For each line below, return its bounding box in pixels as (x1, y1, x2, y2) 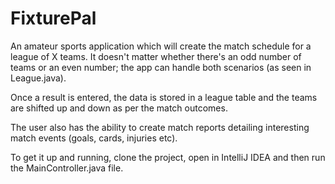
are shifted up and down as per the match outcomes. (10, 102, 228, 114)
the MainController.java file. (10, 162, 124, 174)
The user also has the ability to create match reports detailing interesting (10, 121, 310, 133)
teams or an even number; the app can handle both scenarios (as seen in (10, 61, 312, 73)
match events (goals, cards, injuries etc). (10, 132, 178, 144)
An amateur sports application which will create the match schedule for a (10, 40, 312, 52)
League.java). (10, 72, 67, 84)
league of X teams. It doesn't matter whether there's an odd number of (10, 50, 302, 62)
